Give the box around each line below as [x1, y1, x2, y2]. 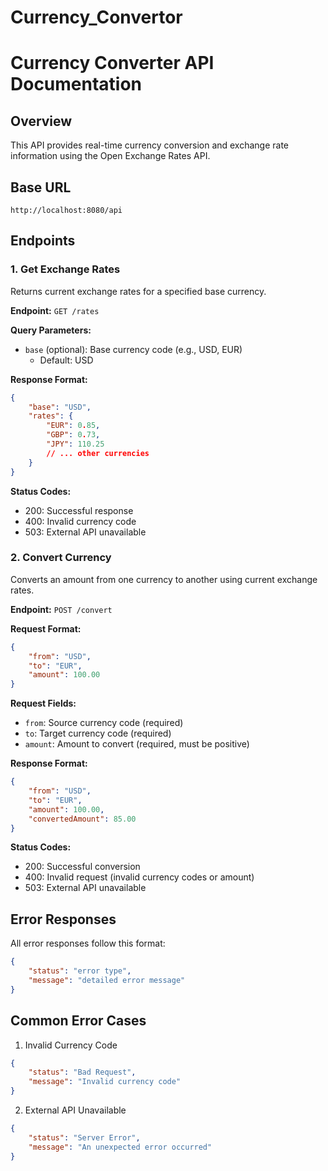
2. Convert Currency [10, 551, 112, 565]
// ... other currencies [46, 448, 150, 458]
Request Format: [10, 622, 82, 635]
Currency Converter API [10, 52, 215, 75]
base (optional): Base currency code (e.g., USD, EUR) [24, 343, 243, 355]
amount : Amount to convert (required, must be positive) [24, 738, 250, 750]
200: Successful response [24, 504, 134, 516]
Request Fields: [10, 697, 77, 710]
